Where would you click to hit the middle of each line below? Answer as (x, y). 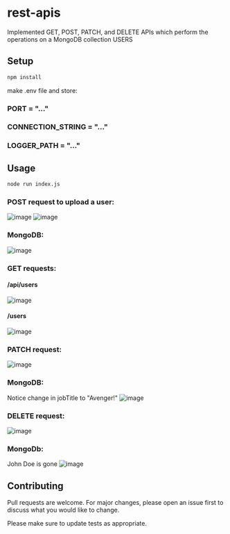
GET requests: (32, 268)
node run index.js (34, 184)
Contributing (35, 486)
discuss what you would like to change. (63, 510)
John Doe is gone (32, 464)
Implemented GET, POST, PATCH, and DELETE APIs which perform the (108, 32)
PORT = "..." (28, 108)
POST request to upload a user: (61, 202)
